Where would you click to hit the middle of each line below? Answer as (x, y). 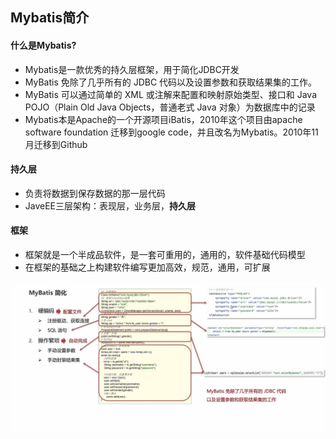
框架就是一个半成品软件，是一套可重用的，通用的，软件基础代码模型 (165, 254)
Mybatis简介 (50, 18)
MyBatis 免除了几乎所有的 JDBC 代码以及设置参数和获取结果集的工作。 (171, 82)
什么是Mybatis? (43, 45)
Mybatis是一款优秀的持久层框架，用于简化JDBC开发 (132, 69)
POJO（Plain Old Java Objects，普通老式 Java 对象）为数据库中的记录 (170, 107)
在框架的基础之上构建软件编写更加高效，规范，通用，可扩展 (147, 267)
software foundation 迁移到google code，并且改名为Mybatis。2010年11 (171, 132)
